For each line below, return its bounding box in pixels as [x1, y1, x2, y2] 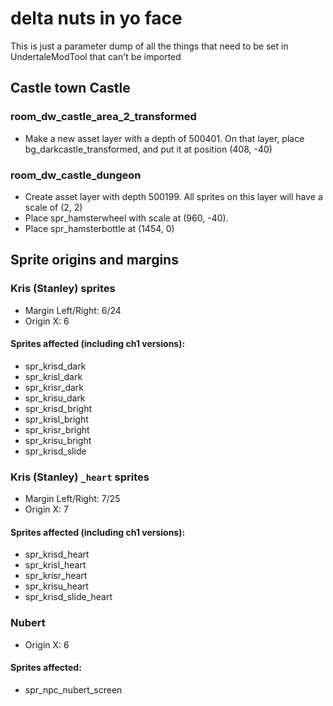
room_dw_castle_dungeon [10, 168, 142, 182]
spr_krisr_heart [24, 570, 88, 582]
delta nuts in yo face [10, 7, 183, 30]
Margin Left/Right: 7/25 [24, 493, 121, 505]
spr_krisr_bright [24, 423, 90, 436]
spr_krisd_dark [24, 360, 87, 372]
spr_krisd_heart [24, 548, 90, 561]
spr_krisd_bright [24, 402, 92, 414]
